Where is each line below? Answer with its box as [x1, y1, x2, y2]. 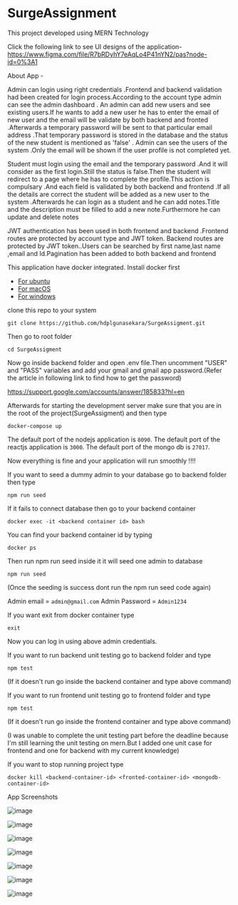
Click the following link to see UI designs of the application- [7, 42, 182, 51]
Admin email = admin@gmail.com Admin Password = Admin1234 [7, 597, 187, 605]
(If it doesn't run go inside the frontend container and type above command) [7, 717, 232, 725]
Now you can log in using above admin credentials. [7, 637, 157, 645]
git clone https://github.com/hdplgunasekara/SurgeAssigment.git [7, 319, 205, 327]
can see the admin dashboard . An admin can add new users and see [7, 100, 211, 108]
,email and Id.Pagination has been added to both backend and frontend [7, 249, 217, 257]
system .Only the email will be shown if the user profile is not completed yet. [7, 145, 232, 154]
